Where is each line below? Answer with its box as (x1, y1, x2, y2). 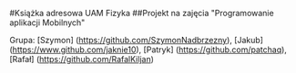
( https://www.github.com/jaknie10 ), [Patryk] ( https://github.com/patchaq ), (9, 44, 287, 55)
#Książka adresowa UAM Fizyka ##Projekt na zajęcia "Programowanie (9, 8, 275, 18)
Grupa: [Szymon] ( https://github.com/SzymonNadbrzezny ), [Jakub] (9, 35, 264, 45)
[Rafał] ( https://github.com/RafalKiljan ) (9, 54, 155, 64)
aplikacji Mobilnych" (9, 17, 86, 28)
